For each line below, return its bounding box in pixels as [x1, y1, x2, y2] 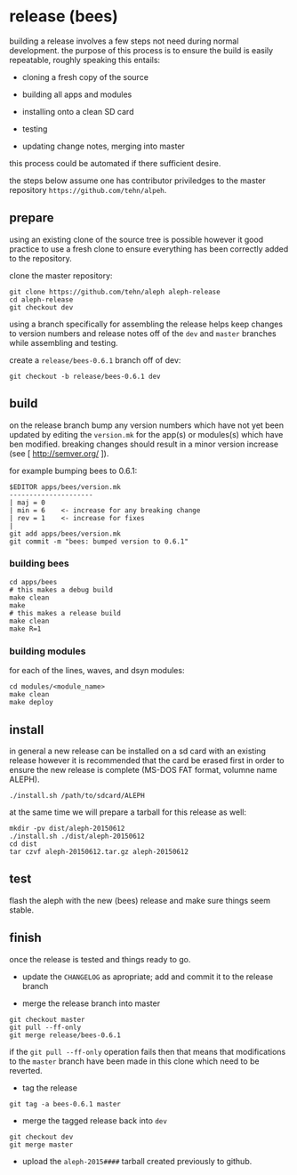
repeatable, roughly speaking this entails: [9, 54, 161, 65]
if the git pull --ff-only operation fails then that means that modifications [9, 1046, 286, 1057]
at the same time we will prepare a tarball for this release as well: [9, 807, 247, 817]
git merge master [9, 1140, 74, 1149]
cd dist [9, 839, 38, 849]
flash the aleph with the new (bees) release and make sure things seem [9, 895, 271, 905]
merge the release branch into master [21, 998, 161, 1009]
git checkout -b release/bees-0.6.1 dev [9, 372, 162, 381]
